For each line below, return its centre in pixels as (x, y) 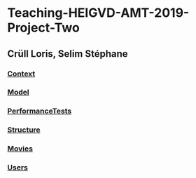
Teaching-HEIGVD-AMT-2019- (98, 13)
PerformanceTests (40, 111)
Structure (24, 130)
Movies (20, 149)
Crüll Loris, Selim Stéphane (68, 54)
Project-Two (44, 28)
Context (21, 74)
